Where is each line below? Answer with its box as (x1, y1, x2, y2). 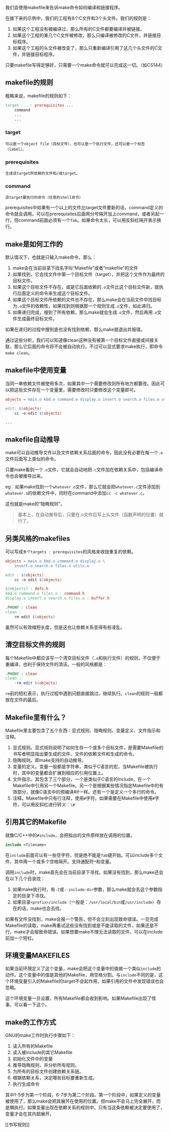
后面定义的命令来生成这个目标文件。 (17, 290, 93, 296)
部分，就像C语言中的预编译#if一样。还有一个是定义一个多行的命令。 (17, 789, 159, 795)
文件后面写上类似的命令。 (5, 456, 59, 462)
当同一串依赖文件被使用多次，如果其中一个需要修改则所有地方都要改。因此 (5, 380, 160, 386)
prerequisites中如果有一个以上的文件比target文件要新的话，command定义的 (5, 205, 163, 211)
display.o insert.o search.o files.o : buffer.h (5, 596, 110, 601)
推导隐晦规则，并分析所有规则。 (12, 1062, 79, 1068)
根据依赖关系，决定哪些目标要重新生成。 (12, 1075, 97, 1081)
